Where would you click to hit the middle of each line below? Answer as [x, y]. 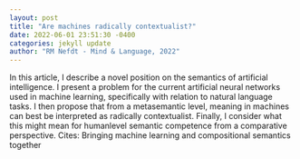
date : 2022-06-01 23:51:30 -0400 [73, 35]
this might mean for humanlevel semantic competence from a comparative [148, 126]
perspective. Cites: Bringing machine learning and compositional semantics [150, 135]
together [25, 145]
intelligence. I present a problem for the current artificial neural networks [145, 87]
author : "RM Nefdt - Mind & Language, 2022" [95, 52]
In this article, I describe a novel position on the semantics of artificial [139, 77]
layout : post [34, 18]
